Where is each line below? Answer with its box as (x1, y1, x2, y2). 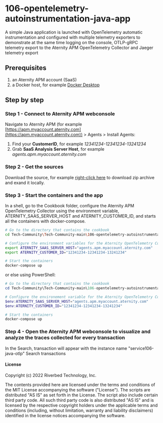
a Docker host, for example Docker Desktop (12, 82, 100, 88)
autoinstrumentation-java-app (5, 13, 131, 24)
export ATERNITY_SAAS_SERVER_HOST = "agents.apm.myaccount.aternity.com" (5, 245, 153, 250)
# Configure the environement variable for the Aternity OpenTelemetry (5, 294, 153, 299)
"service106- (128, 345, 154, 351)
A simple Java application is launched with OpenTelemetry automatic (5, 29, 143, 35)
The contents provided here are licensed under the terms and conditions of (5, 381, 155, 388)
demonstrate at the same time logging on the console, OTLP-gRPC (5, 39, 138, 45)
